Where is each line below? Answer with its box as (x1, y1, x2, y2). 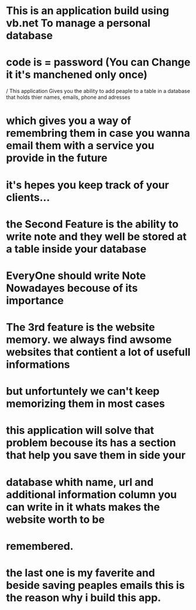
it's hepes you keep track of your (6, 178, 170, 191)
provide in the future (6, 151, 108, 165)
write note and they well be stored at (6, 230, 187, 243)
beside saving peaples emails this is (6, 579, 185, 592)
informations (6, 358, 70, 371)
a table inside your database (6, 242, 147, 256)
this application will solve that (6, 424, 154, 437)
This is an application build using (6, 4, 170, 18)
